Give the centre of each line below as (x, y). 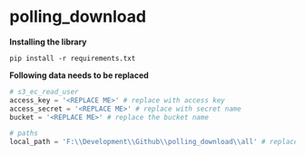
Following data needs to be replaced (79, 75)
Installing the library (49, 42)
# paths (24, 133)
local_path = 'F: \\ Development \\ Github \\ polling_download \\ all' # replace (154, 142)
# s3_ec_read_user (44, 92)
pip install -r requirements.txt (73, 58)
